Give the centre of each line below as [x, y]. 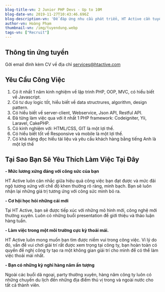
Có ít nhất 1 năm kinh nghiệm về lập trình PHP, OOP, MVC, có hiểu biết [83, 92]
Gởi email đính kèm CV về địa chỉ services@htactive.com [63, 64]
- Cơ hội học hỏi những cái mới [37, 201]
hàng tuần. [16, 221]
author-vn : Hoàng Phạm [28, 23]
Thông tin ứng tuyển [37, 52]
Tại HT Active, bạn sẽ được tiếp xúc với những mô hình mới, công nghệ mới [81, 210]
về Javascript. [27, 97]
